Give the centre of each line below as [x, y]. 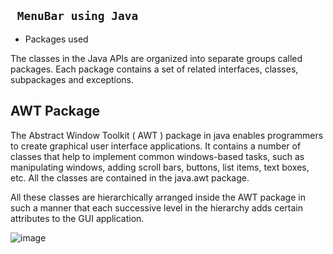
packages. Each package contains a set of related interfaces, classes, [154, 69]
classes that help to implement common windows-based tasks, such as [157, 156]
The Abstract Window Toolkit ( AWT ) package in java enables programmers [167, 135]
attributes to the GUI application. [77, 218]
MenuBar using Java [77, 16]
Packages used [56, 39]
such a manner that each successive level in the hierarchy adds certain [156, 207]
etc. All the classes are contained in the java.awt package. [130, 177]
